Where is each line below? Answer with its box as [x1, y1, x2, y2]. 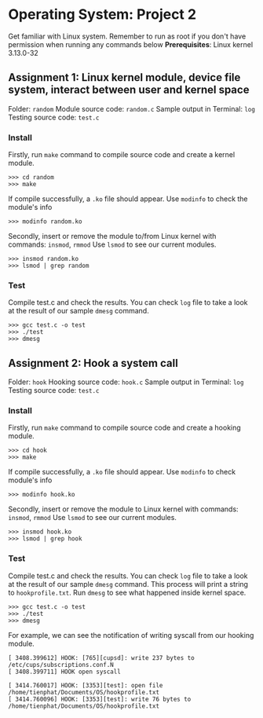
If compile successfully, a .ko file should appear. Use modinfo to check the [8, 194, 249, 203]
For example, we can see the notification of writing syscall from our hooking [8, 630, 254, 639]
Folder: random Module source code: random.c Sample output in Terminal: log [8, 104, 255, 113]
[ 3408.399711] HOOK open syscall [8, 668, 122, 676]
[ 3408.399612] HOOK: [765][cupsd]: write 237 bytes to [8, 654, 195, 661]
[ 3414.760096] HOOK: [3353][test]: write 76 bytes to [8, 695, 192, 703]
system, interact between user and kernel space [8, 83, 250, 97]
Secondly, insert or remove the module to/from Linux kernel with [8, 232, 217, 241]
